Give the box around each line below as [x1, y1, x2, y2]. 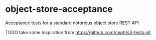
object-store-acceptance [5, 3, 113, 15]
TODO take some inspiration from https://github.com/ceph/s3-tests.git [5, 29, 151, 35]
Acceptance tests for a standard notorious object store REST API [5, 20, 139, 26]
